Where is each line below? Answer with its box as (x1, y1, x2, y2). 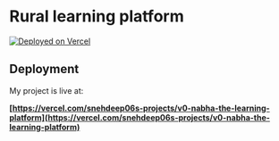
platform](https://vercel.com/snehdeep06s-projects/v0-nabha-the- (9, 112, 271, 122)
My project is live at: (9, 85, 84, 95)
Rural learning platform (9, 6, 185, 27)
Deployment (9, 62, 80, 77)
